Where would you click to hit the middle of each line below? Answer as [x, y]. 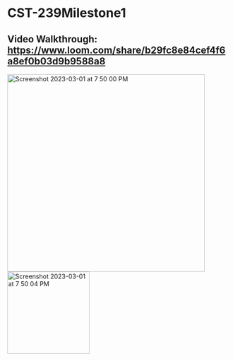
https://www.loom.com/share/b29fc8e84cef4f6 [116, 50]
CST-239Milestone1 [67, 13]
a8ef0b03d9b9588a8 [56, 61]
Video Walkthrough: [52, 39]
